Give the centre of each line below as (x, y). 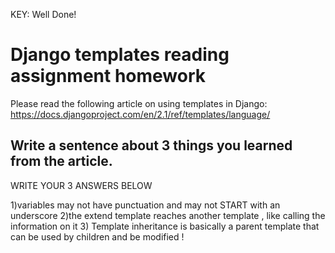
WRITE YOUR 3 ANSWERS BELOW (81, 185)
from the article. (61, 161)
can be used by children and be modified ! (97, 236)
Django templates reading (120, 55)
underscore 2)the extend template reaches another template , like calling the (168, 215)
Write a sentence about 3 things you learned (151, 145)
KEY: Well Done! (43, 14)
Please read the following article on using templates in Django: (139, 103)
